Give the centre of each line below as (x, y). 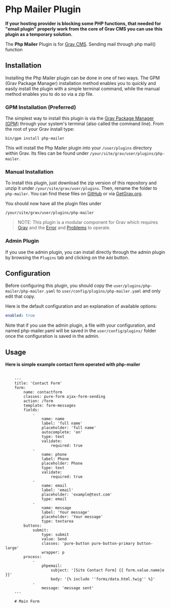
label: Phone (55, 459)
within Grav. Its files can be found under (47, 153)
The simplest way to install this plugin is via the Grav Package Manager (80, 119)
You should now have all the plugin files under (53, 204)
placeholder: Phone (62, 464)
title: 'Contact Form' (38, 383)
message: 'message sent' (68, 588)
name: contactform (43, 392)
